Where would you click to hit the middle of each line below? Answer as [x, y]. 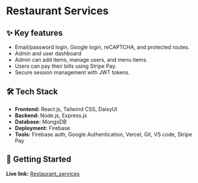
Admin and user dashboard [48, 53]
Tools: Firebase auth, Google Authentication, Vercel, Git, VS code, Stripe [103, 134]
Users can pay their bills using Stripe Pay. [66, 66]
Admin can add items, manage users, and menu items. [81, 60]
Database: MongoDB [41, 122]
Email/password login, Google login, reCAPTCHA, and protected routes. [102, 47]
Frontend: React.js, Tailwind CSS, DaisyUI [66, 109]
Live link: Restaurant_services [43, 173]
